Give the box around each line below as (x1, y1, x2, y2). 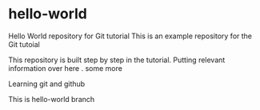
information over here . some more (8, 63, 122, 73)
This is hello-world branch (8, 94, 95, 104)
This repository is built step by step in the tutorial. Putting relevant (8, 55, 226, 65)
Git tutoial (8, 39, 40, 49)
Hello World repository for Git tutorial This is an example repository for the (8, 31, 253, 41)
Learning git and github (8, 79, 86, 88)
